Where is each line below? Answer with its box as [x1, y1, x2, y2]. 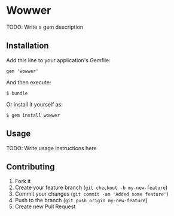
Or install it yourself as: [6, 101, 63, 108]
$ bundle [6, 90, 28, 96]
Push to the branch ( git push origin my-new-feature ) [14, 197, 148, 204]
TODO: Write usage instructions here [6, 144, 97, 151]
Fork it [14, 178, 31, 185]
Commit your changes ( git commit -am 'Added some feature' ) [14, 190, 169, 197]
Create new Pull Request [14, 203, 76, 210]
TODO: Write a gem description [6, 23, 84, 31]
